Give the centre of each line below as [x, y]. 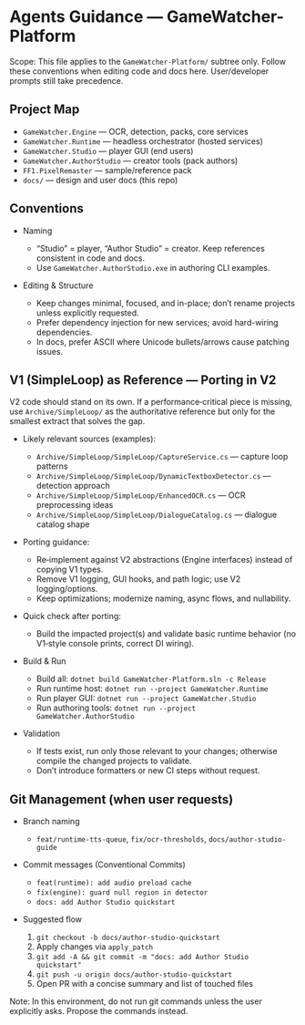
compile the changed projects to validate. [114, 761]
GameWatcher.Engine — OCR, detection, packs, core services [135, 131]
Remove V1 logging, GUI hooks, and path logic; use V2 [138, 579]
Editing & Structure [58, 285]
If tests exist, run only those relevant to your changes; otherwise [157, 751]
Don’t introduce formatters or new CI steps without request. [148, 771]
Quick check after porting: [71, 616]
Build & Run [44, 661]
